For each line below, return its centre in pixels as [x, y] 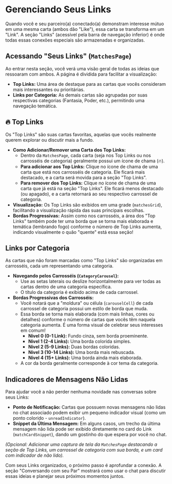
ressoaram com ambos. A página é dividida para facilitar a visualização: [81, 74]
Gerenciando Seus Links [58, 10]
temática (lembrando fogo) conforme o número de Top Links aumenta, [87, 227]
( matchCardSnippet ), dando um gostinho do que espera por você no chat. [90, 435]
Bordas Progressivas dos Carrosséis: [53, 298]
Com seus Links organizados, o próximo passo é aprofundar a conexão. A [83, 466]
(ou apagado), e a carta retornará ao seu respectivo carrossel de [89, 194]
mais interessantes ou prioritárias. [49, 89]
